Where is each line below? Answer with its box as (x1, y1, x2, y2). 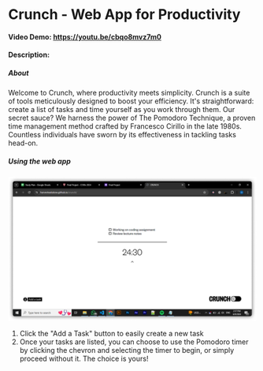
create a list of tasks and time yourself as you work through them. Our (8, 105, 235, 114)
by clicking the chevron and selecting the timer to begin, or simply (19, 345, 235, 354)
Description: (8, 50, 50, 60)
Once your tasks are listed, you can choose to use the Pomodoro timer (19, 337, 249, 347)
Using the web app (8, 156, 71, 166)
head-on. (8, 138, 39, 148)
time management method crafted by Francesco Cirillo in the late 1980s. (8, 122, 243, 131)
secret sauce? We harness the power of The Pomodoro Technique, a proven (8, 113, 256, 123)
